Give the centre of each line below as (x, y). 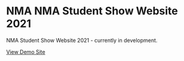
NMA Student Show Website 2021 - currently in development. (82, 40)
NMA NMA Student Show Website (92, 11)
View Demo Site (26, 51)
